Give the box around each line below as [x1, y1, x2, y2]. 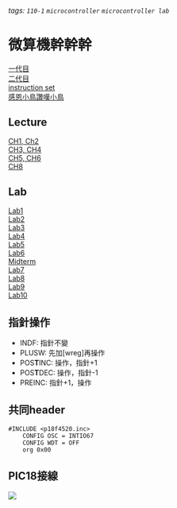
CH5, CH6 [8, 153, 41, 163]
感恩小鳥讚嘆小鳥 [8, 91, 64, 102]
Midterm [8, 257, 37, 266]
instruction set [8, 83, 56, 92]
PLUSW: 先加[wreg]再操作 [19, 347, 106, 357]
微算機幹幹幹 [8, 36, 93, 54]
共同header [8, 403, 66, 417]
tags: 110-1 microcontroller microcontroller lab [8, 6, 170, 15]
